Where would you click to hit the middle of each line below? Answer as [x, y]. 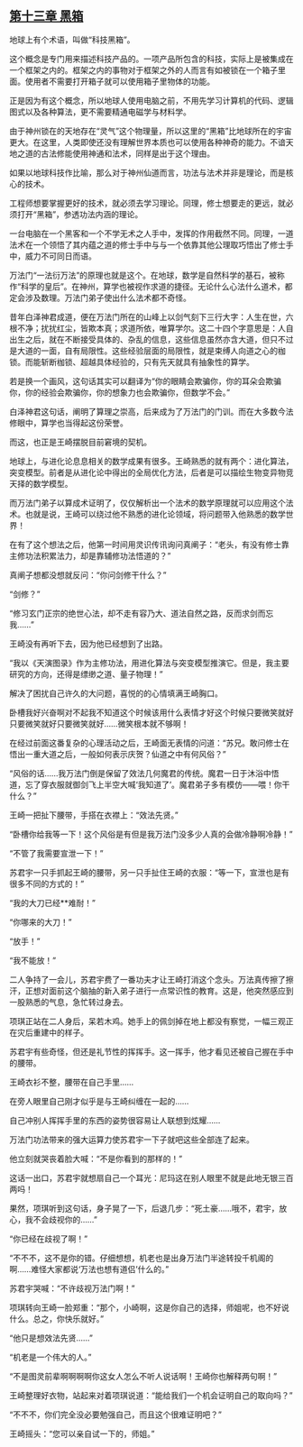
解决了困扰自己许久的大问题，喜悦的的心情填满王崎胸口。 [116, 693]
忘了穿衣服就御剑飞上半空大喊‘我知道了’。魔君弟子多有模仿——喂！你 [153, 784]
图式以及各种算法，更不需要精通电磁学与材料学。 [100, 112]
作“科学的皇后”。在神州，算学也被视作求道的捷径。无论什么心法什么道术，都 [151, 286]
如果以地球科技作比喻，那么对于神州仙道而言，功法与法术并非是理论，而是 [147, 172]
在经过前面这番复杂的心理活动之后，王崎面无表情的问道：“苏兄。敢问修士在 [150, 743]
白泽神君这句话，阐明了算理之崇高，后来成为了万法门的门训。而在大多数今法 [151, 411]
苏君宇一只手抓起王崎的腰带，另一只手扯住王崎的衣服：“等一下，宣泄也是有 [150, 872]
